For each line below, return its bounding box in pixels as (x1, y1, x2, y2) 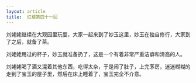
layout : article (6, 8, 46, 15)
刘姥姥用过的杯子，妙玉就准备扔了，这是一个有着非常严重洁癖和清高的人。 (6, 50, 185, 57)
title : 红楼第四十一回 (6, 14, 58, 20)
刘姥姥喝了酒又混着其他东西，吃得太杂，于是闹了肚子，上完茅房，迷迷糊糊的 (6, 63, 191, 70)
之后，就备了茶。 (11, 38, 53, 45)
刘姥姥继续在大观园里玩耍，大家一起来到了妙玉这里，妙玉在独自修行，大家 (6, 30, 185, 38)
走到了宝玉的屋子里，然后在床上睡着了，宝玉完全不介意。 (6, 70, 145, 77)
